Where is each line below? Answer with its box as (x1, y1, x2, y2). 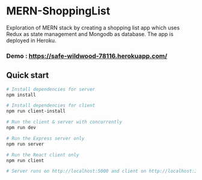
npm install (6, 92, 36, 98)
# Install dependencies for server (6, 86, 96, 92)
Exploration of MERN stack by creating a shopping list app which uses (6, 24, 180, 31)
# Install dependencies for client (6, 103, 96, 109)
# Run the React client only (6, 152, 79, 158)
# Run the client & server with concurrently (6, 119, 122, 125)
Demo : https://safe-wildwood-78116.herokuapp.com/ (6, 52, 167, 60)
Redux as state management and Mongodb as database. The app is (6, 30, 174, 37)
